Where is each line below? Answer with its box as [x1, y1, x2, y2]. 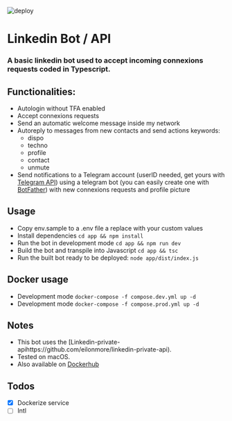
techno [27, 141, 48, 149]
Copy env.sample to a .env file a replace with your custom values [17, 224, 203, 232]
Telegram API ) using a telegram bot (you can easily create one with [17, 178, 209, 186]
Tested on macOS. [17, 353, 71, 361]
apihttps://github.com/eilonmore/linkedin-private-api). [17, 345, 172, 354]
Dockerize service [17, 399, 69, 407]
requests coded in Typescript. [7, 65, 111, 74]
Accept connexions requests [17, 111, 99, 119]
